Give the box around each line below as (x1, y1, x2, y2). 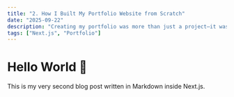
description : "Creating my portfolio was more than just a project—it (7, 23, 217, 30)
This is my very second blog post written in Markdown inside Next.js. (7, 82, 205, 91)
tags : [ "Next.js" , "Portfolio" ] (7, 29, 101, 37)
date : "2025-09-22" (7, 17, 64, 24)
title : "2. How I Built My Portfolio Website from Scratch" (7, 10, 186, 17)
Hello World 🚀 (7, 60, 88, 75)
